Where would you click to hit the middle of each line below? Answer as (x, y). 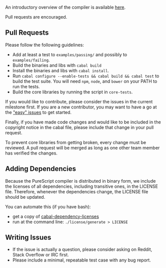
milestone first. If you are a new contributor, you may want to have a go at (81, 107)
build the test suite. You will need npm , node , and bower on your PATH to (85, 81)
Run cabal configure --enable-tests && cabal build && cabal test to (86, 76)
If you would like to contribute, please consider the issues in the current (79, 101)
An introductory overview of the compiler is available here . (65, 7)
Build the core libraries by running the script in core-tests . (72, 92)
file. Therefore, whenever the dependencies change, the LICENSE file (77, 191)
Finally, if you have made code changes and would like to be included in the (83, 122)
